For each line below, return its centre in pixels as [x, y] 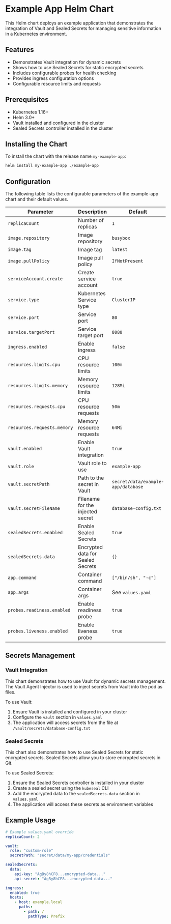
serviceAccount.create [35, 279]
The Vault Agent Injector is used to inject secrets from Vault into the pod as [84, 686]
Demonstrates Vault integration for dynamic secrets [67, 62]
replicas [88, 227]
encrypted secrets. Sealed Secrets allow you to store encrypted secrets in [83, 758]
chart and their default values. [37, 199]
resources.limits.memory [38, 386]
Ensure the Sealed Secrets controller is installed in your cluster [78, 783]
